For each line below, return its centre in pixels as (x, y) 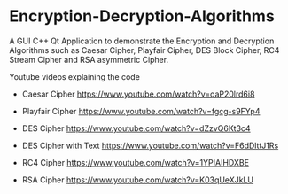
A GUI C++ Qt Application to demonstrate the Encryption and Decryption (142, 41)
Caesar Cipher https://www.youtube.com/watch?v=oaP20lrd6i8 (138, 94)
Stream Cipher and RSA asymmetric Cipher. (89, 59)
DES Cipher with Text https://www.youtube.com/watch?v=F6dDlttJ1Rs (150, 145)
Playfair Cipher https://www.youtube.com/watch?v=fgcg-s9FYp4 (141, 111)
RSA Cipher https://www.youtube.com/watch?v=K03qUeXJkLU (138, 180)
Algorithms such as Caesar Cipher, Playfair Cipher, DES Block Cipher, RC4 (144, 50)
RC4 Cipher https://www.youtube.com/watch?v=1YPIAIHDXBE (136, 162)
